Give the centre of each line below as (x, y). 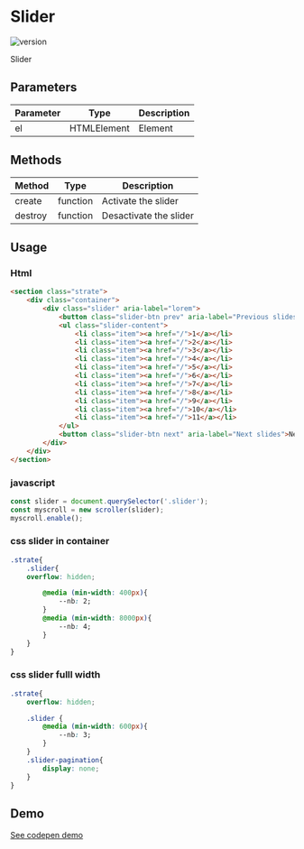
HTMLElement (99, 128)
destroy (31, 216)
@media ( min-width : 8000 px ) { (97, 618)
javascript (33, 483)
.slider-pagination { (65, 760)
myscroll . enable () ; (47, 518)
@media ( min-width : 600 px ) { (95, 727)
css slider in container (60, 541)
